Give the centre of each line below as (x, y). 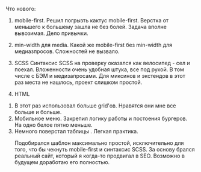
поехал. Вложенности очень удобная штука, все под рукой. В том (99, 69)
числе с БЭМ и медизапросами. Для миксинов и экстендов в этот (100, 76)
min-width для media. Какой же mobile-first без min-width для (93, 45)
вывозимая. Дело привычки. (51, 33)
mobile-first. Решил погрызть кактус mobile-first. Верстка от (91, 20)
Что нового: (21, 9)
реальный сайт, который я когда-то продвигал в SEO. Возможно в (99, 156)
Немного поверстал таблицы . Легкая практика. (76, 131)
